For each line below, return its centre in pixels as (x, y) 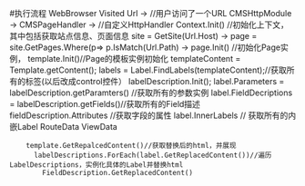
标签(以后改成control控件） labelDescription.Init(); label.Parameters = (155, 81)
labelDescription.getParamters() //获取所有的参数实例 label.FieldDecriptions (151, 93)
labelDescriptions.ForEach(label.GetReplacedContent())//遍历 (152, 155)
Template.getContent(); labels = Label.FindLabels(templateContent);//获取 (148, 70)
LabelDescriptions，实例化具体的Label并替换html (97, 165)
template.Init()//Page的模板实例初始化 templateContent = (134, 59)
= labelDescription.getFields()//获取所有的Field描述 (105, 104)
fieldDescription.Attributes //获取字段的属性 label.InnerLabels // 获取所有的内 (153, 115)
